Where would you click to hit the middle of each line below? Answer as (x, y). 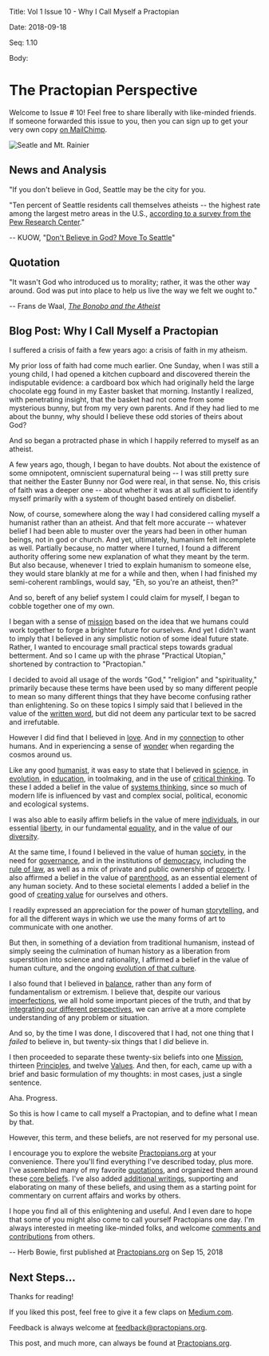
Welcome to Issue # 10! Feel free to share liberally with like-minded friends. (133, 112)
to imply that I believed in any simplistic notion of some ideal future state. (129, 638)
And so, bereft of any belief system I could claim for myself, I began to (125, 598)
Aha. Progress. (34, 1098)
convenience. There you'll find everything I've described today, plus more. (131, 1162)
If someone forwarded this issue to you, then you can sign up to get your (129, 121)
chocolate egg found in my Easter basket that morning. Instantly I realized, (131, 391)
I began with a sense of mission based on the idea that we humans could (129, 622)
